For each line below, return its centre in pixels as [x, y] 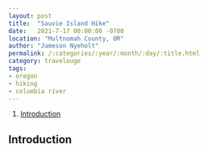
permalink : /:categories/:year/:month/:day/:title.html [104, 53]
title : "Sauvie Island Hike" [59, 23]
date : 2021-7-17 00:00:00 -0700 [67, 31]
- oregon [23, 76]
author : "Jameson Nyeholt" [54, 46]
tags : [17, 69]
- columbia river [37, 91]
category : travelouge [45, 61]
